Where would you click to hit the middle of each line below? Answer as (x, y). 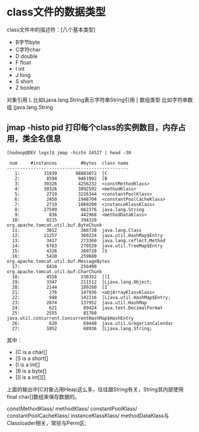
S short (24, 81)
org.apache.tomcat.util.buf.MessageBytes (58, 261)
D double (26, 56)
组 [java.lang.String (30, 107)
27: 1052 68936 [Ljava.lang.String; (82, 329)
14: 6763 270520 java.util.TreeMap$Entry (87, 246)
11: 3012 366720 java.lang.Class (77, 230)
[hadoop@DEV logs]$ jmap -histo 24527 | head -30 (69, 152)
